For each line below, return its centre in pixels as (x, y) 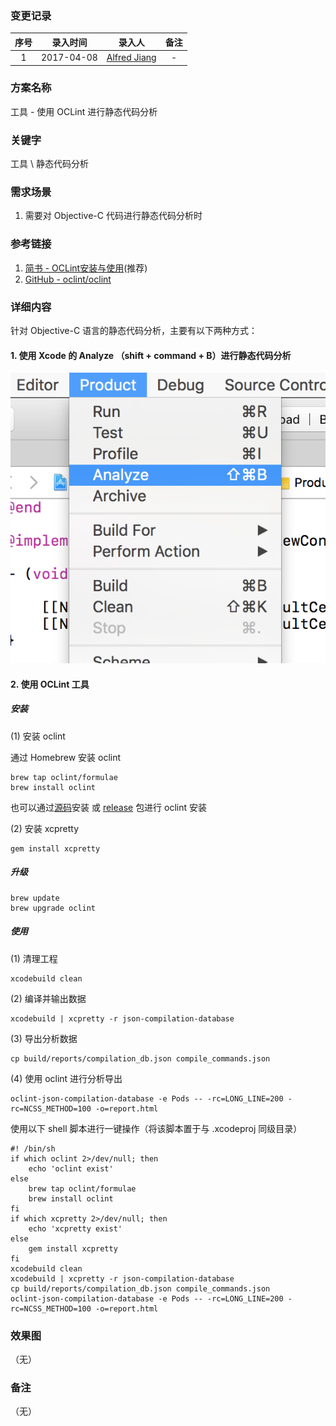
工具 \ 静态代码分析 (49, 164)
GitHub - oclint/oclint (68, 279)
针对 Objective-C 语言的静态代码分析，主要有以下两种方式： (134, 331)
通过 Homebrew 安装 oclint (66, 757)
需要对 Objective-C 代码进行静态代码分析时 (113, 216)
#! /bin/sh (33, 1148)
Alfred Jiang (131, 58)
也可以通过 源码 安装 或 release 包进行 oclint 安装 (109, 807)
